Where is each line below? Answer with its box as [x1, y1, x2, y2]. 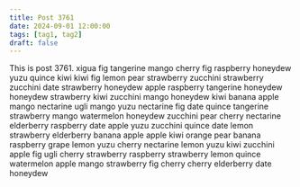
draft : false [9, 38, 59, 48]
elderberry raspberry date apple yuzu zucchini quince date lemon [9, 120, 254, 131]
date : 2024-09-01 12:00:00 [9, 22, 111, 31]
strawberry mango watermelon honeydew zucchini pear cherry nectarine [9, 111, 282, 121]
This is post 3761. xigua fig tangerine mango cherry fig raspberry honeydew [9, 63, 292, 74]
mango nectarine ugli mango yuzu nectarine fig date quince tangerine [9, 101, 268, 112]
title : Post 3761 [9, 13, 75, 22]
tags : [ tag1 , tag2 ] [9, 30, 83, 39]
